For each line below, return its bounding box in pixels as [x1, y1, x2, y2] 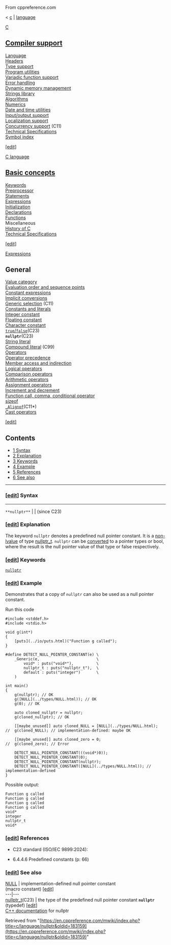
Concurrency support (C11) [5, 123, 62, 129]
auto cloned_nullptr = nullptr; [14, 710, 83, 715]
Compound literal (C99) [5, 344, 55, 350]
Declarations [5, 209, 32, 215]
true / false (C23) [5, 328, 40, 334]
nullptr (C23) [5, 333, 34, 339]
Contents [5, 433, 36, 442]
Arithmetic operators [5, 376, 49, 382]
